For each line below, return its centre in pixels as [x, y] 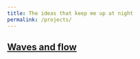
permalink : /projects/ [39, 20]
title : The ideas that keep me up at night [70, 13]
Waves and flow [42, 47]
